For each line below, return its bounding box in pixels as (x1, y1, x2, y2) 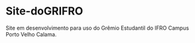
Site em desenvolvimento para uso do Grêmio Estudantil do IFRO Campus (5, 24, 189, 31)
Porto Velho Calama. (5, 30, 57, 38)
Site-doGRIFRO (5, 4, 84, 18)
